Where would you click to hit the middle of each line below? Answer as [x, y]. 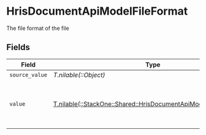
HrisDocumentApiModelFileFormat [97, 11]
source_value [29, 75]
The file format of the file [38, 28]
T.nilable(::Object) [79, 75]
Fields [18, 47]
